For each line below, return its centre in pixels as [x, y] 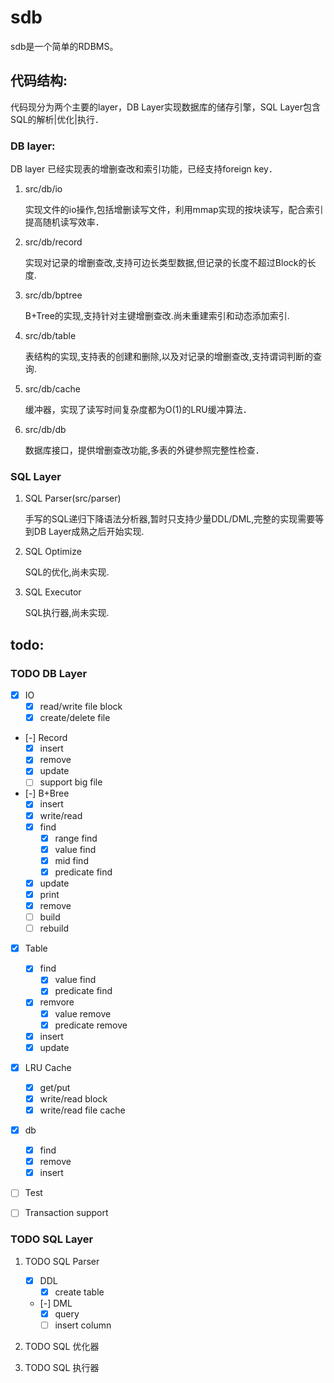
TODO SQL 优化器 [62, 1346]
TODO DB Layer [49, 673]
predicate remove [91, 1025]
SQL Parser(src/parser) [73, 498]
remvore [57, 1002]
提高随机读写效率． [64, 222]
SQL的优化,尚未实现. [67, 572]
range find [76, 838]
